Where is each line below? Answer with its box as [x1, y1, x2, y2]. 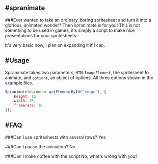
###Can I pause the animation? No [5, 143, 76, 149]
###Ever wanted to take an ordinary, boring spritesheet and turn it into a [5, 17, 151, 23]
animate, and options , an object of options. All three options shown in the [5, 75, 154, 81]
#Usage [5, 56, 29, 65]
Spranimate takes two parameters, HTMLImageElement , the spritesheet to [5, 69, 149, 75]
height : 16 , [14, 94, 38, 99]
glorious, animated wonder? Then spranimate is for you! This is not [5, 22, 140, 28]
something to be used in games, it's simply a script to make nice [5, 27, 135, 33]
